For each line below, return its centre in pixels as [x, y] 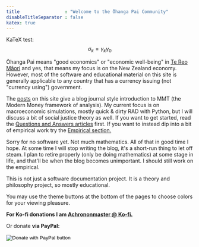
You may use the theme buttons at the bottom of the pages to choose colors [99, 196]
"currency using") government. [44, 87]
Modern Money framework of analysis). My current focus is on [83, 105]
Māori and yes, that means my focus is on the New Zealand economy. [91, 68]
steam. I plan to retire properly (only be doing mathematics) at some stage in [100, 155]
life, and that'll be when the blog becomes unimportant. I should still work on [100, 161]
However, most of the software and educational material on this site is [91, 74]
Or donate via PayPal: [33, 226]
